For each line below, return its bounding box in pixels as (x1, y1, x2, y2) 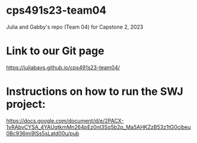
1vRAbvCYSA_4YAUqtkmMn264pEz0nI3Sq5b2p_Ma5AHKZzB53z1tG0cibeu (6, 123, 191, 130)
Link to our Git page (6, 44, 105, 58)
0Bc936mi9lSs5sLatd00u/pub (6, 129, 80, 137)
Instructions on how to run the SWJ (6, 85, 183, 98)
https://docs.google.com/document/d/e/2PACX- (6, 117, 124, 124)
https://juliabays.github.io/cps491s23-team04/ (6, 64, 120, 71)
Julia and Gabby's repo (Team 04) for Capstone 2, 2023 (6, 23, 144, 30)
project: (6, 98, 46, 111)
